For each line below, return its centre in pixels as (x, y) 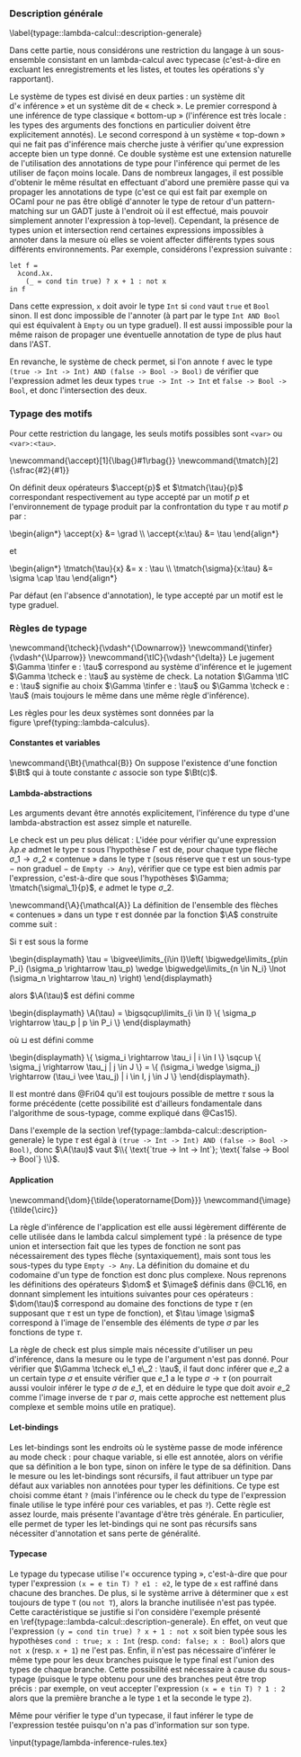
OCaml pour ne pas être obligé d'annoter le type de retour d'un (126, 201)
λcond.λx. (35, 274)
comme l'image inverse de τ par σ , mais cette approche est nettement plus (147, 1397)
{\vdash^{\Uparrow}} (48, 657)
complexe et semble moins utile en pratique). (93, 1406)
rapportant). (31, 79)
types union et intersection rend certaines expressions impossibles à (137, 230)
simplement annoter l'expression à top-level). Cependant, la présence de (144, 221)
